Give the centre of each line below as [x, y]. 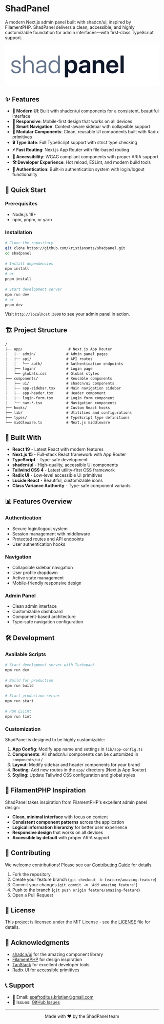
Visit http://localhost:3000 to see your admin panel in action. [68, 314]
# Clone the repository [29, 243]
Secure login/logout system [40, 529]
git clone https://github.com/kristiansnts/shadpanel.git [65, 248]
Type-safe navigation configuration [48, 622]
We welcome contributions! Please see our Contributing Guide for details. [79, 865]
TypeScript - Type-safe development [50, 460]
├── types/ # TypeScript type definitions [68, 418]
